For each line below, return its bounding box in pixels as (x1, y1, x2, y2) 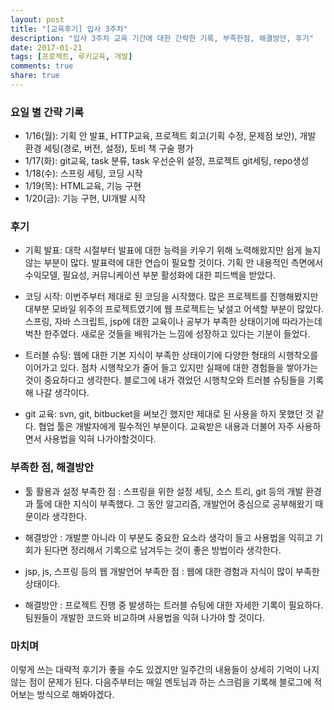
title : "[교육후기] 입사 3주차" (10, 24, 128, 34)
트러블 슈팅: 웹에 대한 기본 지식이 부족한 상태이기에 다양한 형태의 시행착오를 (24, 349, 319, 361)
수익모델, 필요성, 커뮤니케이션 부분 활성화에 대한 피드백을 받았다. (24, 269, 277, 281)
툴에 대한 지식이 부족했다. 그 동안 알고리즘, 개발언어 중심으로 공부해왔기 (35, 497, 313, 510)
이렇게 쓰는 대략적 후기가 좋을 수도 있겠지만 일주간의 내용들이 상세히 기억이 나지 (10, 664, 320, 676)
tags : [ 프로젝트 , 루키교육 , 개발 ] (10, 52, 133, 62)
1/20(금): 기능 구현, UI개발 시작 (24, 192, 147, 205)
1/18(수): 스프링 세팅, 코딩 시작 (24, 167, 143, 180)
